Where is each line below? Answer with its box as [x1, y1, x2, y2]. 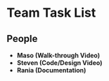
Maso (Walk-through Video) [16, 51, 101, 59]
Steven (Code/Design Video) [16, 59, 103, 67]
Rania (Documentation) [16, 66, 86, 74]
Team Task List [6, 5, 96, 21]
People [6, 33, 38, 45]
